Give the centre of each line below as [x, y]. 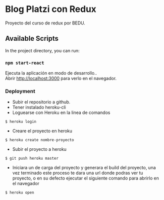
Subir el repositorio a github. [41, 102]
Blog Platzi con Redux [51, 9]
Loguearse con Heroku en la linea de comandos [61, 112]
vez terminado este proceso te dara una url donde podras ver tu [78, 173]
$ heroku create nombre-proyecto [40, 140]
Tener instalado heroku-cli [39, 107]
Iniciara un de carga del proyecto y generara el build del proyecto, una [84, 168]
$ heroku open [20, 193]
